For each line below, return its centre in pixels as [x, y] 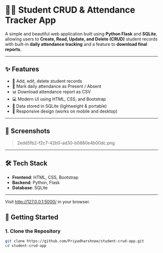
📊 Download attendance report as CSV [51, 92]
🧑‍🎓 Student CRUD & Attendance [70, 10]
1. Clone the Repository [33, 231]
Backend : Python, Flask [36, 183]
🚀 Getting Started [32, 217]
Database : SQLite [30, 188]
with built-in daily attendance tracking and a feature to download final [76, 44]
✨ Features [22, 69]
